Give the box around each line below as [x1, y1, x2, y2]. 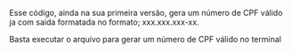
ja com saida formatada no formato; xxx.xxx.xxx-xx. [9, 17, 199, 27]
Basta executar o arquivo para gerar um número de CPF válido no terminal [9, 34, 282, 44]
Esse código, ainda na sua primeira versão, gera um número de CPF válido [9, 8, 283, 18]
